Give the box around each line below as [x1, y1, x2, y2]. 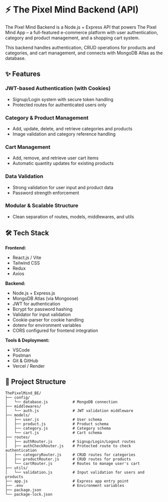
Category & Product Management [5, 114, 89, 121]
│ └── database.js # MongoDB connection [5, 399, 118, 405]
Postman [12, 352, 31, 358]
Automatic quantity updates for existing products [12, 160, 114, 166]
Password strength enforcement [12, 190, 79, 196]
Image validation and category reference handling [12, 131, 116, 137]
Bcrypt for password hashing [12, 306, 73, 312]
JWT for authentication [12, 300, 60, 307]
